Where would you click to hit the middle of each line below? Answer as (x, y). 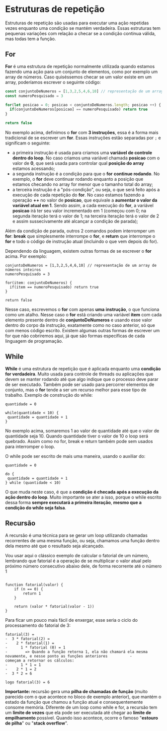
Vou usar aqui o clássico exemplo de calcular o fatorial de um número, (77, 555)
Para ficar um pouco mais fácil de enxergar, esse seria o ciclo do (72, 620)
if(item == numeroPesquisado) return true (54, 287)
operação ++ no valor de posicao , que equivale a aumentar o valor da (85, 200)
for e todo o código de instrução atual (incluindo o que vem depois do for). (82, 241)
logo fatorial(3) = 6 (28, 682)
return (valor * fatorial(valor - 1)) (54, 606)
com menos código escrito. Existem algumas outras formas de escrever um (83, 330)
